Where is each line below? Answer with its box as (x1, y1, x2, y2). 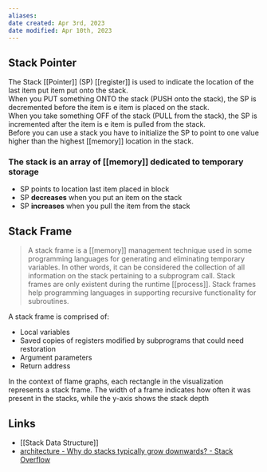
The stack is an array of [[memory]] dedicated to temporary (8, 156, 244, 167)
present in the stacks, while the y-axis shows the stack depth (8, 394, 210, 403)
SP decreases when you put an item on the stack (19, 193, 183, 203)
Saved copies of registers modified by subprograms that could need (19, 336, 245, 345)
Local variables (19, 328, 70, 337)
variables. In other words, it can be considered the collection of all (27, 262, 245, 272)
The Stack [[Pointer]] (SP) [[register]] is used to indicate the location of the (8, 77, 254, 87)
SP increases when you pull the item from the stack (19, 201, 190, 211)
